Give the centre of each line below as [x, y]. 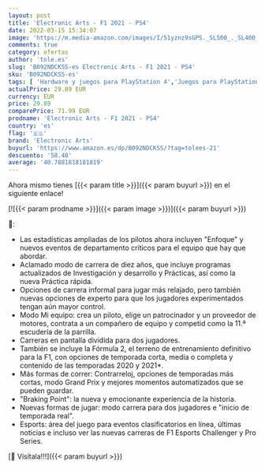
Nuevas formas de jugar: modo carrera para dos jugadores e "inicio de [134, 407]
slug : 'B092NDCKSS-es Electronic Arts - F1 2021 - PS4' [102, 67]
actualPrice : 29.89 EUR [47, 89]
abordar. [33, 256]
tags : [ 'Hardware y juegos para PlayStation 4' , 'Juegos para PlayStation [134, 81]
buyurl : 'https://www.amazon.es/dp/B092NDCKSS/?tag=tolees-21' [114, 148]
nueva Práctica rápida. [56, 282]
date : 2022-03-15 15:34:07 [52, 30]
